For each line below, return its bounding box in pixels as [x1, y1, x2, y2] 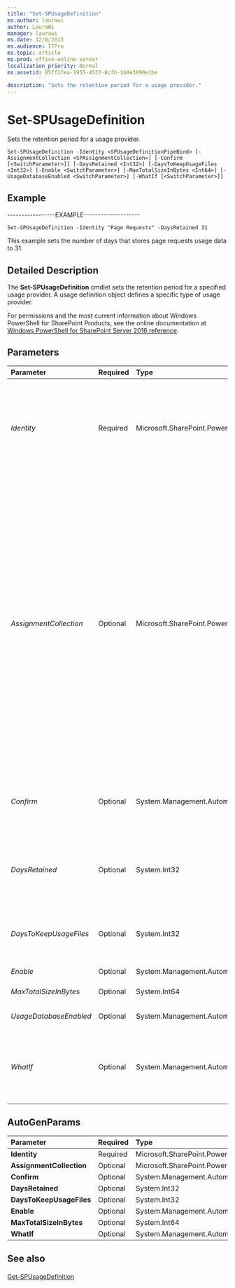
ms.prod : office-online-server [7, 56, 99, 63]
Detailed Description [7, 264, 99, 276]
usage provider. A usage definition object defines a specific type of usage [7, 290, 220, 299]
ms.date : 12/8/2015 [7, 36, 64, 43]
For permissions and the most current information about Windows [7, 311, 197, 320]
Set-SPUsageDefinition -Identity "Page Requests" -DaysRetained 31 [7, 224, 208, 231]
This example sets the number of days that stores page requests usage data [7, 236, 227, 245]
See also [7, 1252, 45, 1264]
